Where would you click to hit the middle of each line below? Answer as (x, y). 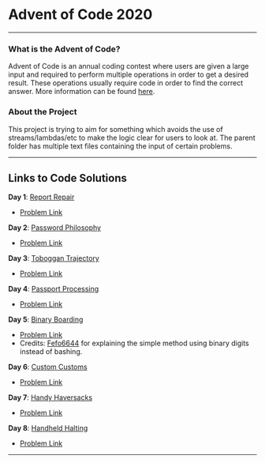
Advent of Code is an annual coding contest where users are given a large (129, 66)
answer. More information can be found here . (82, 92)
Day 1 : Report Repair (41, 197)
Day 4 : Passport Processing (54, 289)
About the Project (43, 112)
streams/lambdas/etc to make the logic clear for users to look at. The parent (132, 137)
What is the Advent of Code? (64, 49)
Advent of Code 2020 (80, 15)
